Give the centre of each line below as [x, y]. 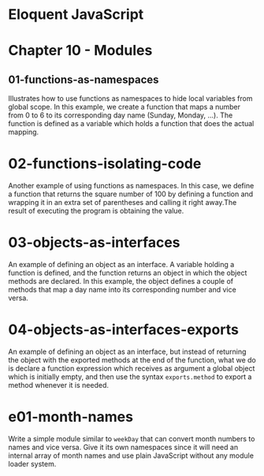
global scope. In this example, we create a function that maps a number [125, 107]
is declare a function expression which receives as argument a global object [132, 368]
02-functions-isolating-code [105, 164]
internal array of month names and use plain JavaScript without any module [131, 456]
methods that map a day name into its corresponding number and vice [122, 290]
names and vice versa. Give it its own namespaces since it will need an [123, 447]
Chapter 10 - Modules [80, 51]
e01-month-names [71, 417]
